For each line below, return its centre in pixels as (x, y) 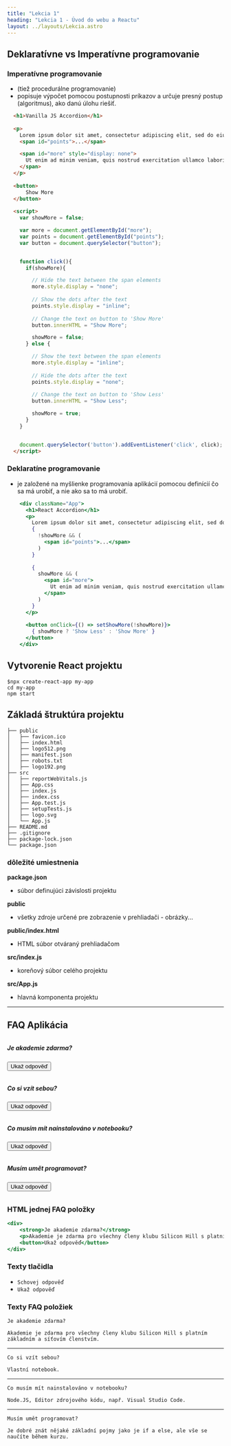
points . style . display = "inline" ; (81, 306)
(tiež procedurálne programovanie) (66, 89)
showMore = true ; (56, 413)
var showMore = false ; (52, 218)
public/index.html (33, 930)
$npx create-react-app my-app (51, 682)
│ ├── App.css (30, 785)
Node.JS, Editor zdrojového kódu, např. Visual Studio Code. (97, 1401)
